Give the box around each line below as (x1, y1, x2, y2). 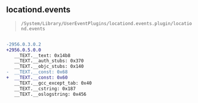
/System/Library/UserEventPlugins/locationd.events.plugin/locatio (20, 20, 192, 26)
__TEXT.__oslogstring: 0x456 (14, 91, 86, 97)
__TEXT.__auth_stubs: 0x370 (14, 58, 84, 64)
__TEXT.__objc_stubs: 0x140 (14, 64, 84, 70)
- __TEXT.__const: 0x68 (6, 69, 68, 75)
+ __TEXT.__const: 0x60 (6, 74, 68, 81)
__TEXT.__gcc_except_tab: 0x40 (14, 80, 92, 86)
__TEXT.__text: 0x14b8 (14, 52, 70, 58)
